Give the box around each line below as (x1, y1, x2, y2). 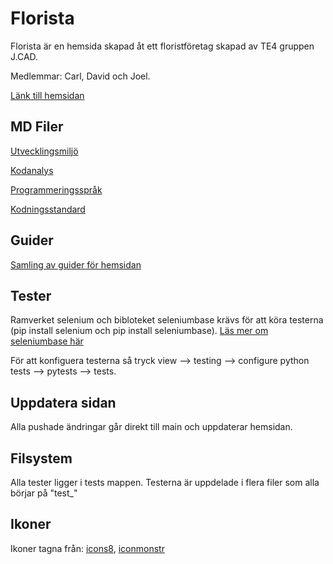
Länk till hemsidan (10, 89, 85, 101)
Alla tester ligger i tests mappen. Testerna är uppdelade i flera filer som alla (10, 477, 320, 488)
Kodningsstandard (10, 203, 86, 215)
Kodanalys (10, 164, 54, 176)
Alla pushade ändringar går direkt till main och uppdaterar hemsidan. (10, 421, 293, 433)
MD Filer (10, 118, 64, 136)
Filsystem (10, 450, 73, 467)
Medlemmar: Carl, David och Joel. (10, 70, 151, 82)
